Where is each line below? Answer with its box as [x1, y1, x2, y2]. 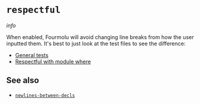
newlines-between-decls [15, 92, 76, 99]
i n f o [6, 22, 16, 29]
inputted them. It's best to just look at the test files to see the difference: [6, 40, 186, 47]
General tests [15, 51, 49, 58]
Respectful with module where [15, 58, 91, 65]
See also [6, 75, 39, 85]
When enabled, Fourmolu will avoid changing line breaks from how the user [6, 33, 195, 40]
